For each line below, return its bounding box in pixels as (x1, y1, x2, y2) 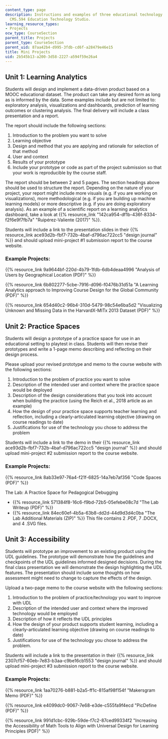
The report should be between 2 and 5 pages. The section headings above (5, 180, 160, 186)
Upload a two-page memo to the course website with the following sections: (5, 585, 163, 591)
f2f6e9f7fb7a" (5, 217, 35, 223)
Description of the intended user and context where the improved (12, 605, 148, 611)
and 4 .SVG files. (12, 520, 48, 526)
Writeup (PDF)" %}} (12, 504, 54, 511)
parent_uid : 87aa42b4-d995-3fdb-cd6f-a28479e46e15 (5, 45, 113, 50)
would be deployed (12, 387, 53, 393)
